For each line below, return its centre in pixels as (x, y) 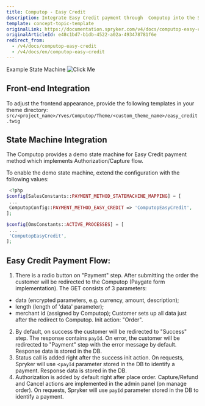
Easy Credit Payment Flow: (59, 261)
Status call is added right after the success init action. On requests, (99, 358)
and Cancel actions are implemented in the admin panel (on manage (101, 384)
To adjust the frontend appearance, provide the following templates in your (100, 103)
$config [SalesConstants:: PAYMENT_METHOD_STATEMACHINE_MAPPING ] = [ (94, 197)
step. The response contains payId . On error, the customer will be (97, 338)
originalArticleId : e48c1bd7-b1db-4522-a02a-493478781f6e (81, 35)
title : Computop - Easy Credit (46, 12)
